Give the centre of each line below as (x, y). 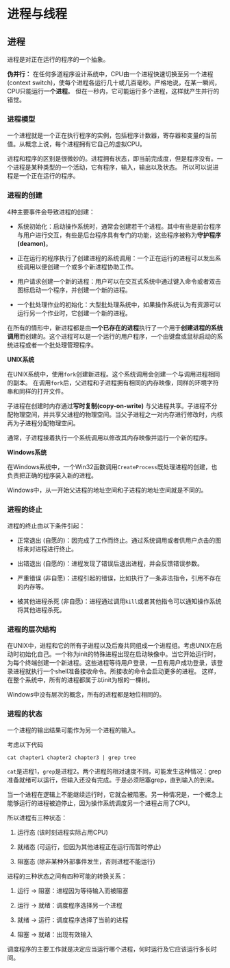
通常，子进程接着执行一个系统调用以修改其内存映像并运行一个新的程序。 (109, 438)
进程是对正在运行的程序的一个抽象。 (58, 59)
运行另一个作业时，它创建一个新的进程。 (74, 313)
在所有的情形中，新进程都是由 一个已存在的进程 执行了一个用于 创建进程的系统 (115, 328)
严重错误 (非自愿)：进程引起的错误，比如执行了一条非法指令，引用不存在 (119, 578)
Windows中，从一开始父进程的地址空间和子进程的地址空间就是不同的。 (107, 490)
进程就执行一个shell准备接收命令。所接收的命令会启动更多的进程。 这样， (116, 671)
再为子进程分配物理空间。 (43, 423)
